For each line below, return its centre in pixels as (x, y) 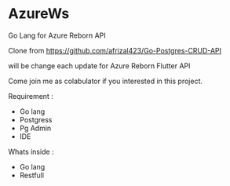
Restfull (32, 175)
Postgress (36, 119)
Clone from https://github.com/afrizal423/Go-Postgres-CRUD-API (115, 50)
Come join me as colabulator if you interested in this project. (105, 81)
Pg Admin (35, 128)
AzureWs (39, 14)
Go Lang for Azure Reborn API (57, 35)
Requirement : (31, 96)
